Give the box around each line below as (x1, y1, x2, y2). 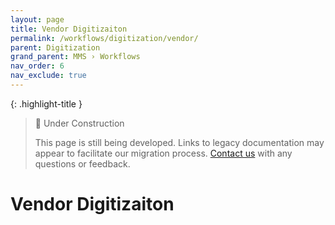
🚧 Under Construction (34, 117, 125, 129)
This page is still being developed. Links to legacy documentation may (34, 136, 325, 148)
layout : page (10, 14, 65, 25)
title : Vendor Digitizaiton (10, 24, 128, 34)
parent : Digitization (10, 42, 101, 53)
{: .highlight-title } (10, 97, 83, 110)
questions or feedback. (34, 157, 131, 170)
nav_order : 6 (10, 61, 65, 71)
